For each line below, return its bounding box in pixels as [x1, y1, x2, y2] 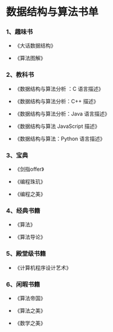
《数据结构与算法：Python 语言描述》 [14, 135, 105, 142]
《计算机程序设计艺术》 [14, 264, 71, 271]
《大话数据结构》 [14, 42, 56, 49]
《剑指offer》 [14, 165, 44, 173]
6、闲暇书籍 [6, 280, 40, 288]
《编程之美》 [14, 191, 46, 198]
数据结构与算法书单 [6, 5, 99, 19]
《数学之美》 [14, 319, 46, 326]
